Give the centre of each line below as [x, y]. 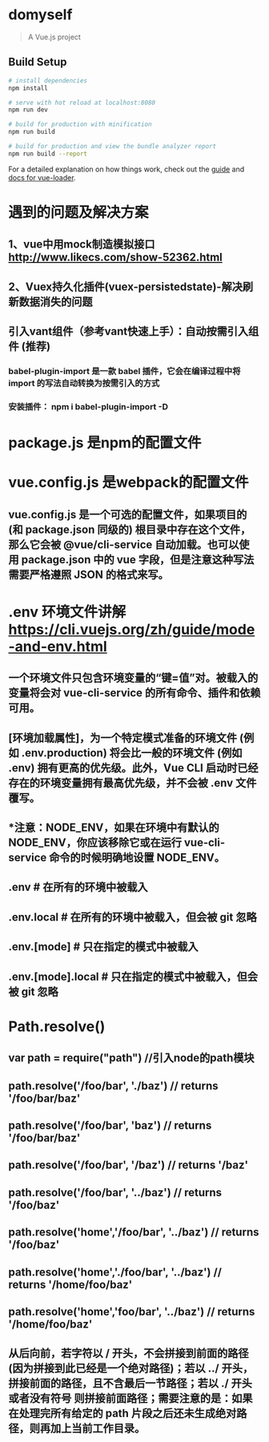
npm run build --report [48, 154]
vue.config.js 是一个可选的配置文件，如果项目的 [128, 514]
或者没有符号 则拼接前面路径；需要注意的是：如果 [130, 1398]
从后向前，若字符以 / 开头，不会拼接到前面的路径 [129, 1353]
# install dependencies [48, 81]
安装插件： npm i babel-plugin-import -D [88, 406]
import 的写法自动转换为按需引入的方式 [84, 384]
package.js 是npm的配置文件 [105, 443]
